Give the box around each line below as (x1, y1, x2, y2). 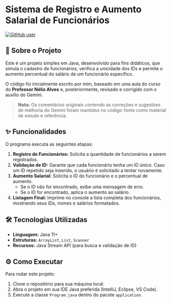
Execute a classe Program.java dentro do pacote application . (12, 292, 142, 298)
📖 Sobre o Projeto (5, 46, 62, 55)
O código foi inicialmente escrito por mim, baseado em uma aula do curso (5, 80, 161, 87)
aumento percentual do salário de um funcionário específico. (5, 71, 134, 77)
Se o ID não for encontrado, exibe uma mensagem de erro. (20, 184, 144, 190)
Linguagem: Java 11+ (12, 232, 58, 238)
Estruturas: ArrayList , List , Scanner (12, 237, 89, 243)
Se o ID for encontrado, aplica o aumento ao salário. (20, 189, 130, 195)
